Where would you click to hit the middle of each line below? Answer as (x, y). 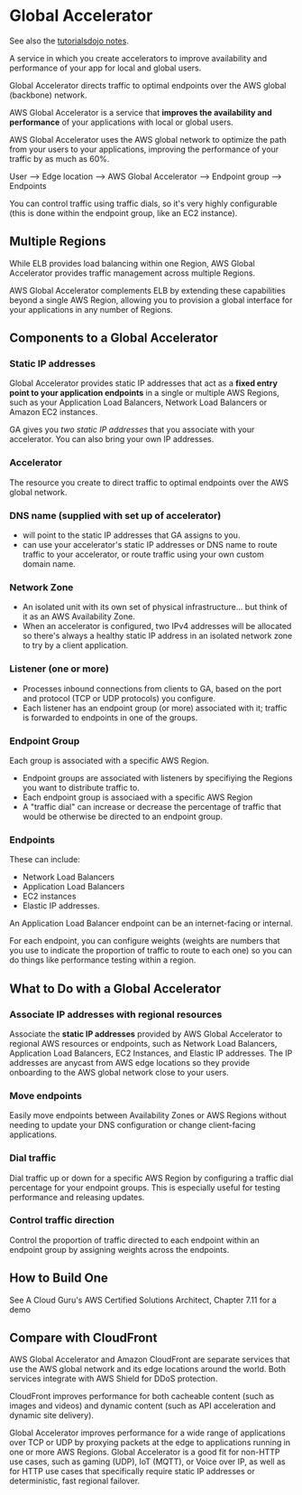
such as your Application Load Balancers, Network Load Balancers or (138, 402)
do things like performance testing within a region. (103, 960)
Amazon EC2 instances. (54, 412)
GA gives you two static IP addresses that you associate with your (132, 429)
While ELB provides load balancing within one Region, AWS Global (132, 263)
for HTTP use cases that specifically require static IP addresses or (132, 1471)
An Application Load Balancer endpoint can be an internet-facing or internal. (151, 924)
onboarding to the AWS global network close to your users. (119, 1072)
